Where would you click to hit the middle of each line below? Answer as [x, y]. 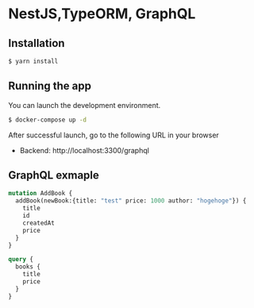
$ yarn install [33, 61]
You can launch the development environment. [85, 105]
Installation [37, 43]
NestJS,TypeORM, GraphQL [102, 14]
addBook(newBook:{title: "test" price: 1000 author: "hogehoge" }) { [131, 201]
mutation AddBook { [40, 194]
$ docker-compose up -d [48, 120]
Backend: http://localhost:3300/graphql [84, 150]
